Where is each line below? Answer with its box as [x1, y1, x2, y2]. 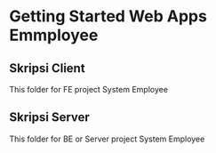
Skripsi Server [9, 109, 91, 125]
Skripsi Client [9, 60, 86, 76]
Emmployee [9, 25, 99, 45]
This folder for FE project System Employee [9, 85, 169, 94]
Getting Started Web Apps [9, 6, 207, 27]
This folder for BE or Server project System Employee [9, 133, 205, 144]
